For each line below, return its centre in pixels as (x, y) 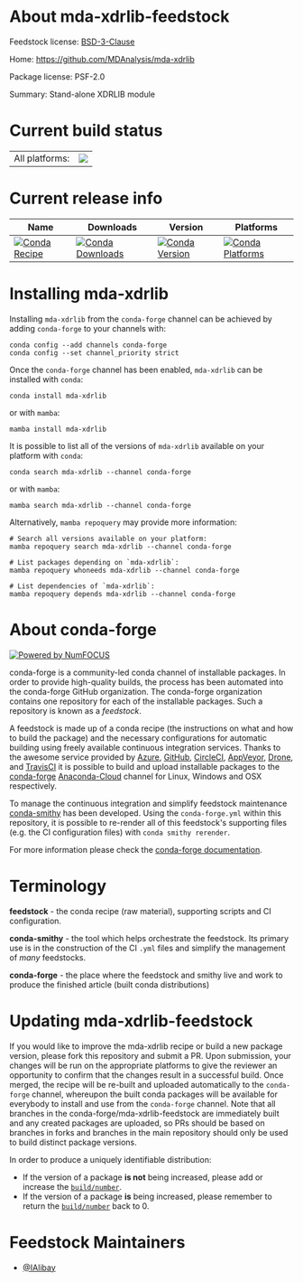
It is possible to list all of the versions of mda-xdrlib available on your (137, 445)
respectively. (33, 786)
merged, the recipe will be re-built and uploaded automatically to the (137, 1084)
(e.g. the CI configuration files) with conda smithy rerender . (119, 832)
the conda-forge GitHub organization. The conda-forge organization (136, 691)
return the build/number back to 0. (86, 1206)
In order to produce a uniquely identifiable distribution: (110, 1159)
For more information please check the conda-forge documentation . (136, 849)
